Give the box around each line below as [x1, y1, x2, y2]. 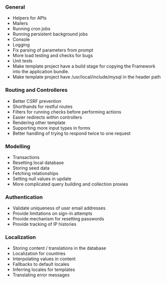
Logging [12, 42, 30, 48]
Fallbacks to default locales [12, 261, 69, 267]
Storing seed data [12, 165, 50, 171]
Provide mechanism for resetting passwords [12, 216, 105, 222]
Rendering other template [12, 120, 66, 126]
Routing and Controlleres [5, 87, 68, 94]
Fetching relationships [12, 170, 59, 176]
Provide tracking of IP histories [12, 221, 76, 228]
